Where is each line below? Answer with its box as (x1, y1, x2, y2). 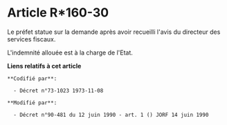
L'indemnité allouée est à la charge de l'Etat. (7, 48, 134, 57)
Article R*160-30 (7, 5, 109, 21)
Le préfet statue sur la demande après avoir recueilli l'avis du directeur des (7, 28, 221, 36)
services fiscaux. (7, 35, 56, 43)
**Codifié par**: (7, 75, 57, 82)
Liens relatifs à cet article (7, 61, 82, 70)
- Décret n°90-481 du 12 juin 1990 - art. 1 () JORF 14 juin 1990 (13, 111, 209, 118)
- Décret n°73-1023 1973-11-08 (13, 87, 104, 94)
